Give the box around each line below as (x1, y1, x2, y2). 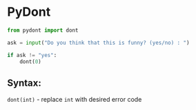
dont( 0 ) (19, 58, 41, 65)
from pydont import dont (7, 27, 79, 34)
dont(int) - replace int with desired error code (7, 96, 142, 104)
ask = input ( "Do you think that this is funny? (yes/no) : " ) (7, 39, 190, 46)
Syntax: (7, 77, 41, 89)
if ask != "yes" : (7, 52, 57, 58)
